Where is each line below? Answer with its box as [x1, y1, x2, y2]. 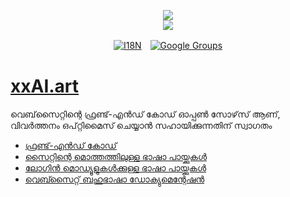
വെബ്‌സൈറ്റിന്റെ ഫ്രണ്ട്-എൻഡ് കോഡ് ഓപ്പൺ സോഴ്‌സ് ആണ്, [10, 108, 281, 120]
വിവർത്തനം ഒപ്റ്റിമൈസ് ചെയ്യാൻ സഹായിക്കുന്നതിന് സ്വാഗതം [10, 119, 273, 131]
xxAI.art [10, 75, 80, 98]
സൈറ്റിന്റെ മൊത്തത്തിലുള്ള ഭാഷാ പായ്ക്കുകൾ [24, 150, 207, 162]
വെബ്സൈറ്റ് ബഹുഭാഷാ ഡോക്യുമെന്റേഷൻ [24, 173, 205, 185]
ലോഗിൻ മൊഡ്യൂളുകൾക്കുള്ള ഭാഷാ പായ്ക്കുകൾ [24, 161, 207, 174]
